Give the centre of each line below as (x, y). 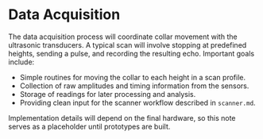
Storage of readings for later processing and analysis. (108, 94)
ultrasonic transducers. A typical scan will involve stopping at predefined (128, 44)
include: (21, 62)
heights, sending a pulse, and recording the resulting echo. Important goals (131, 53)
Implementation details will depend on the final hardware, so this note (122, 118)
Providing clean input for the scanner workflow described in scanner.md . (137, 102)
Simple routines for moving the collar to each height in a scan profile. (133, 77)
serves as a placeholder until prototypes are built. (89, 126)
